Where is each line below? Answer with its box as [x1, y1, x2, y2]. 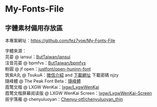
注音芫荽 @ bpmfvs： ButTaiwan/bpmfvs [5, 60, 86, 66]
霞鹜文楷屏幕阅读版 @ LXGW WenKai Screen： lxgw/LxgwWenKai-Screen [5, 91, 152, 96]
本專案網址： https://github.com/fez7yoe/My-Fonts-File [5, 38, 116, 43]
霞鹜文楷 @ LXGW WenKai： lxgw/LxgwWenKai [5, 84, 99, 90]
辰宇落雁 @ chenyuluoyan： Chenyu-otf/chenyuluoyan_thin [5, 96, 123, 102]
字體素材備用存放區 [5, 24, 63, 32]
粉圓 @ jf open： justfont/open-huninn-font [5, 66, 91, 72]
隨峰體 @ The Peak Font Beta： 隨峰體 [5, 78, 81, 84]
